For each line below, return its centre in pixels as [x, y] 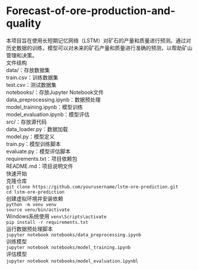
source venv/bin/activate [38, 210]
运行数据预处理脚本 [30, 229]
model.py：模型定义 [30, 136]
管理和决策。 [22, 55]
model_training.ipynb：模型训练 [45, 107]
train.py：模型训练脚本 [33, 144]
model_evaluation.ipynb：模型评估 [48, 114]
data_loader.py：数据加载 [37, 129]
